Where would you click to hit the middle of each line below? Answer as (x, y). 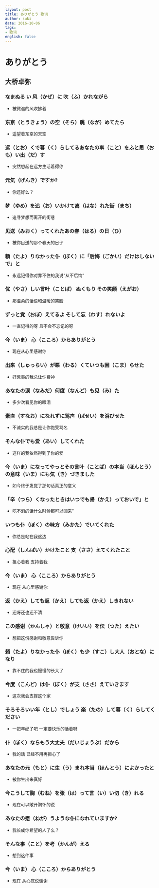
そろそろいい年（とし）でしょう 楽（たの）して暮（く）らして (78, 710)
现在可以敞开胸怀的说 (33, 805)
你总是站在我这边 (29, 536)
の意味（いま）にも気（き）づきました (50, 474)
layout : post (18, 10)
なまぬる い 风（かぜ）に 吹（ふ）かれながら (57, 97)
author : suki (18, 19)
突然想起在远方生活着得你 (38, 167)
